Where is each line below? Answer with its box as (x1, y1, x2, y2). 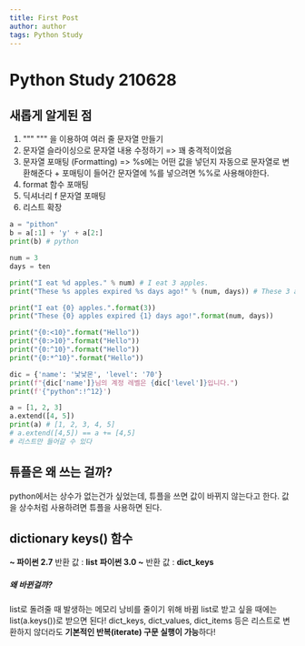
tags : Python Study (9, 30, 84, 39)
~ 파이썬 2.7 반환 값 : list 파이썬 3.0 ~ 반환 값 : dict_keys (9, 557, 214, 568)
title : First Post (9, 13, 79, 23)
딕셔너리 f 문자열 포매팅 (22, 190, 106, 201)
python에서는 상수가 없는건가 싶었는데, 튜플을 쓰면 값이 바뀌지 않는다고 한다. (9, 490, 280, 501)
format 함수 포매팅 (22, 179, 89, 190)
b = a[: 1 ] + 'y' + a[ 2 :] (9, 228, 103, 237)
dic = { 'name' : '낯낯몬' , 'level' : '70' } (9, 369, 163, 379)
